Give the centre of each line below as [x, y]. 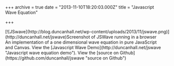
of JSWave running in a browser [124, 37]
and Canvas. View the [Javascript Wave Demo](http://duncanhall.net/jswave [83, 47]
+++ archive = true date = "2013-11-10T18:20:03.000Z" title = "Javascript [80, 7]
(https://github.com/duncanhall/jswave [45, 58]
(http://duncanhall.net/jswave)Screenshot [48, 37]
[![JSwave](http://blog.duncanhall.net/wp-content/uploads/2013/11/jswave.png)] [87, 32]
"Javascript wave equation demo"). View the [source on [62, 53]
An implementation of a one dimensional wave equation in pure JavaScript [81, 42]
